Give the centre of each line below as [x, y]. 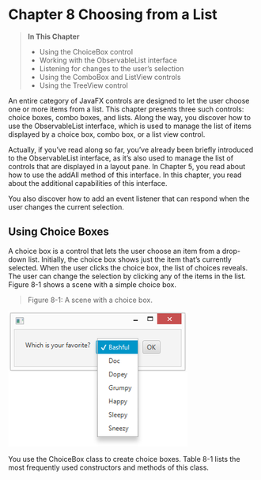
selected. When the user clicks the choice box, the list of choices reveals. [128, 267]
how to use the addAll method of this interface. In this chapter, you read [125, 175]
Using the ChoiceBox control [86, 51]
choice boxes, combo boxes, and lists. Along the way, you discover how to [130, 117]
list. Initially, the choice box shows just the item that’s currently [130, 259]
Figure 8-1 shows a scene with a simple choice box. [92, 284]
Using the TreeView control [83, 85]
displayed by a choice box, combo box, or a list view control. [107, 134]
